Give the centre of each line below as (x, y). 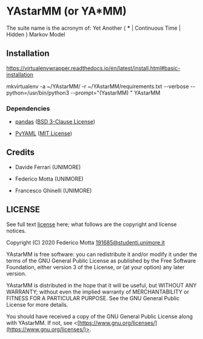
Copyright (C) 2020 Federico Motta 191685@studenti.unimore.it (86, 242)
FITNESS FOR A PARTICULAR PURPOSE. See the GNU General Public (93, 298)
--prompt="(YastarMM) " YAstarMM (115, 93)
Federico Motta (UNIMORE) (49, 179)
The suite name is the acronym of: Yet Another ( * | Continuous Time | (94, 28)
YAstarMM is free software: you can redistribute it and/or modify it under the (102, 254)
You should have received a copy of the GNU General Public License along (99, 316)
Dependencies (28, 109)
